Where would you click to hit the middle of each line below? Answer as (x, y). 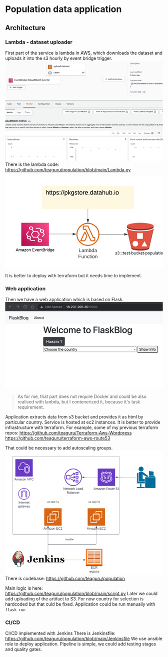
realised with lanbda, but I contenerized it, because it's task (79, 401)
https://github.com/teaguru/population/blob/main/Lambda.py (68, 170)
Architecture (25, 28)
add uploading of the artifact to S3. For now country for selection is (74, 599)
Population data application (63, 9)
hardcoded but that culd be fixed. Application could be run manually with (80, 604)
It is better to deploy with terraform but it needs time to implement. (74, 275)
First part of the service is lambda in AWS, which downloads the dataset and (84, 53)
